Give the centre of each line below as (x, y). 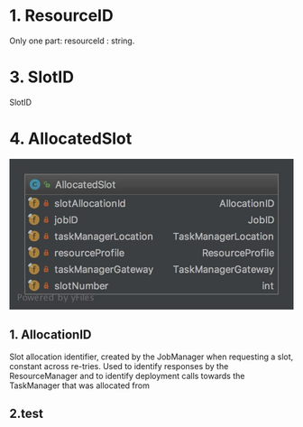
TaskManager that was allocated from (80, 385)
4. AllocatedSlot (71, 139)
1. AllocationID (50, 335)
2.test (26, 414)
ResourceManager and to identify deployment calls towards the (127, 376)
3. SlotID (42, 77)
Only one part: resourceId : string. (72, 41)
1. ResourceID (62, 16)
